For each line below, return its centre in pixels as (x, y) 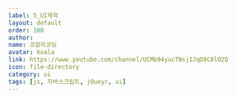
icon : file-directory (44, 67)
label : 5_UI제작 (33, 15)
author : (21, 38)
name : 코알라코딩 (32, 45)
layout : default (35, 23)
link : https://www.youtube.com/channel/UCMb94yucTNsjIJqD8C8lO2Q (118, 60)
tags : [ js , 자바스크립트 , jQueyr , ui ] (67, 81)
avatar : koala (32, 52)
